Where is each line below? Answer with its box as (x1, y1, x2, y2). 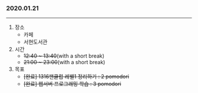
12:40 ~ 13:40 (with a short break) (23, 52, 105, 59)
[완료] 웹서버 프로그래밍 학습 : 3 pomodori (23, 81, 122, 88)
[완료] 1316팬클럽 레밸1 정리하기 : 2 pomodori (23, 73, 130, 80)
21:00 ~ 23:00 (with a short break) (23, 59, 105, 66)
